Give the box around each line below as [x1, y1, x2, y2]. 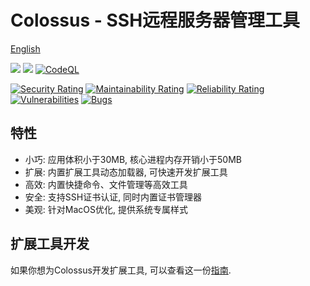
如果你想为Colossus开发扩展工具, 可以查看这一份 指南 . [10, 264, 232, 276]
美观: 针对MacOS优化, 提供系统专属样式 [24, 203, 188, 215]
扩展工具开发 [10, 236, 90, 253]
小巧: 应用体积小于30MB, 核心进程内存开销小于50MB [24, 153, 242, 165]
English [10, 42, 41, 55]
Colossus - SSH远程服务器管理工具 [10, 9, 301, 32]
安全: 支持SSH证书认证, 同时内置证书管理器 [24, 191, 203, 203]
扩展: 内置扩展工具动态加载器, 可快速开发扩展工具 [24, 166, 228, 178]
